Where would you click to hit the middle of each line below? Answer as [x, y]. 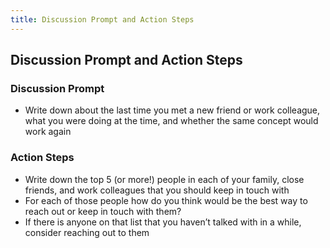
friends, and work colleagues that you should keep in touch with [157, 190]
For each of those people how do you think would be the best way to [166, 200]
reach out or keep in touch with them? [103, 211]
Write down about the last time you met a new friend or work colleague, [172, 110]
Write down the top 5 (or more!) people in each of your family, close [164, 179]
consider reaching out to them [87, 232]
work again [48, 132]
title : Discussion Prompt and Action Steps [102, 19]
